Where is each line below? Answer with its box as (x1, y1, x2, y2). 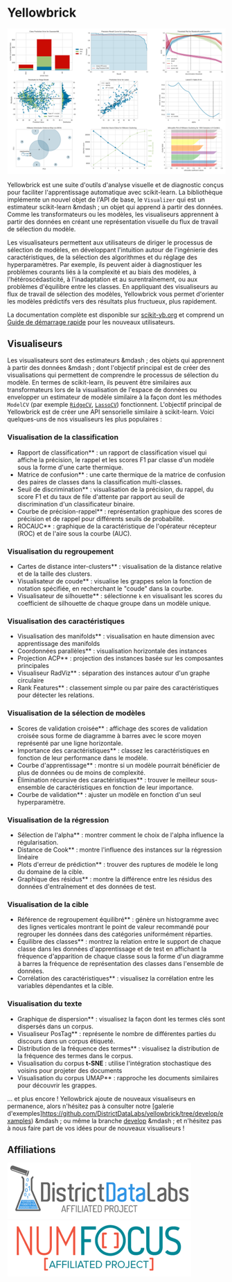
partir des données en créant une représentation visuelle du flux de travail (7, 217, 219, 226)
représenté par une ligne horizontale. (17, 739, 123, 747)
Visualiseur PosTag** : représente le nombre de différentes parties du (17, 1029, 216, 1037)
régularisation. (17, 838, 59, 846)
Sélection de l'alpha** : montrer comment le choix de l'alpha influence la (17, 830, 224, 839)
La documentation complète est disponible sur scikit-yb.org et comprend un (7, 310, 224, 319)
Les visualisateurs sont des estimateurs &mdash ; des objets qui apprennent (7, 356, 225, 365)
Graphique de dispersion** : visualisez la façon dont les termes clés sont (17, 1015, 226, 1023)
